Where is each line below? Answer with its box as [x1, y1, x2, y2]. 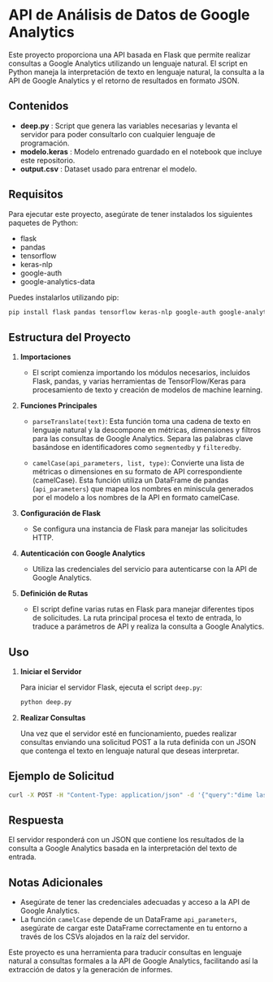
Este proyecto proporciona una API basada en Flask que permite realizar [8, 50, 251, 59]
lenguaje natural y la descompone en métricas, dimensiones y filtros [32, 425, 262, 435]
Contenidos [8, 99, 69, 113]
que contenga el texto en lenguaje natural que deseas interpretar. [19, 746, 240, 755]
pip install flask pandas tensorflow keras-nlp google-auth [8, 308, 217, 316]
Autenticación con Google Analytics [19, 548, 145, 558]
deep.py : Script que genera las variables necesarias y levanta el [19, 120, 238, 131]
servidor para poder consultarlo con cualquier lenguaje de [19, 129, 215, 139]
